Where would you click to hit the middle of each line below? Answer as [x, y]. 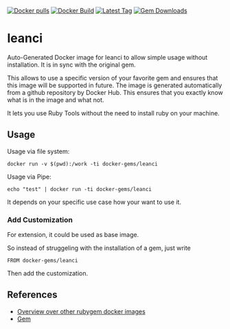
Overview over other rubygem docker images [81, 311]
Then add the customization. [48, 273]
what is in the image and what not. [56, 100]
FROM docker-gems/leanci [43, 261]
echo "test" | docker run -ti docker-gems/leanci [80, 189]
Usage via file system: [38, 151]
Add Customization [40, 220]
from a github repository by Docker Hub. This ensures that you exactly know [115, 92]
